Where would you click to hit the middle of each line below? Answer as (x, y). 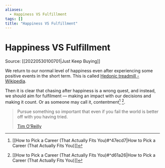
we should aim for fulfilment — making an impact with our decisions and (78, 96)
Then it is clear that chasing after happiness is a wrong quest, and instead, (81, 91)
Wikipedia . (16, 81)
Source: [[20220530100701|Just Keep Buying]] (53, 61)
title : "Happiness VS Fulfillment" (41, 23)
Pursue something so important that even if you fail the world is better (88, 112)
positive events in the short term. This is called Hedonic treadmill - (72, 76)
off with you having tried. (42, 116)
